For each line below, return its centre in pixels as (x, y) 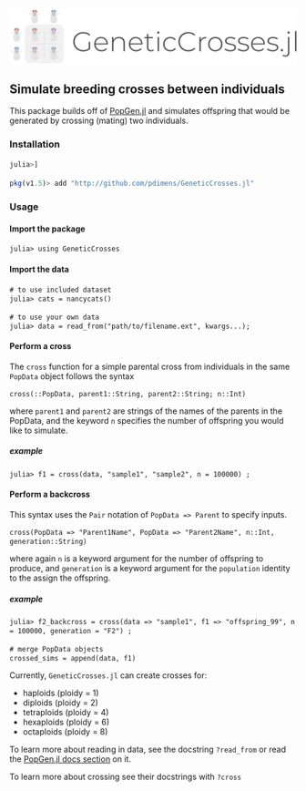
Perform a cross (41, 346)
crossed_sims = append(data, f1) (73, 658)
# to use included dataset (61, 290)
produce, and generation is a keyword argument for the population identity (150, 568)
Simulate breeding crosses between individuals (147, 89)
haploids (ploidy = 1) (61, 693)
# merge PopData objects (56, 649)
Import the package (47, 229)
